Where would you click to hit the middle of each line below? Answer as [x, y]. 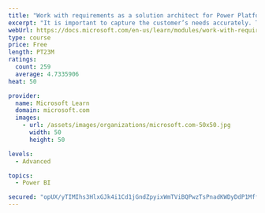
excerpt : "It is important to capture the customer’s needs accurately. [130, 23]
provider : [24, 95]
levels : [21, 154]
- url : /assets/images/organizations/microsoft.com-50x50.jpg [127, 125]
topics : [21, 176]
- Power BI [33, 183]
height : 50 [47, 140]
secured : [22, 197]
